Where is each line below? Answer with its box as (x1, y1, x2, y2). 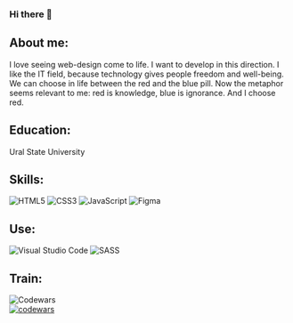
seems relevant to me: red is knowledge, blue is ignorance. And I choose (9, 87, 276, 98)
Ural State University (9, 146, 85, 157)
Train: (9, 271, 43, 286)
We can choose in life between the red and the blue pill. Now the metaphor (9, 77, 284, 88)
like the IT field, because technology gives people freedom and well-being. (9, 69, 285, 79)
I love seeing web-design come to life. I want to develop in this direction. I (9, 59, 280, 69)
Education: (9, 123, 71, 138)
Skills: (9, 172, 45, 187)
